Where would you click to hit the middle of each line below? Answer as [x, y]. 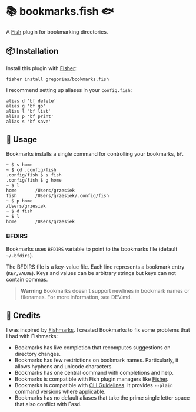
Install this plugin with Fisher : [41, 68]
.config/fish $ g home [34, 180]
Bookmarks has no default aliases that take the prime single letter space [102, 398]
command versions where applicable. [60, 391]
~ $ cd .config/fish [31, 170]
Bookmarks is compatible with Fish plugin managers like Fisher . [92, 379]
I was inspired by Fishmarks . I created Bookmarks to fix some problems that [98, 330]
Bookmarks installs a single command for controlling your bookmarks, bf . [95, 153]
